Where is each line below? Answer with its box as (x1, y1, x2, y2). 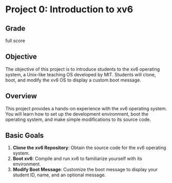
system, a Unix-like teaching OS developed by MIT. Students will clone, (5, 71, 156, 77)
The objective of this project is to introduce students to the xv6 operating (5, 66, 160, 72)
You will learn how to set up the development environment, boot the (5, 111, 149, 117)
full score (5, 37, 26, 44)
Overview (5, 92, 37, 100)
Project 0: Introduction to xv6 (5, 4, 133, 15)
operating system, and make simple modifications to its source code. (5, 116, 151, 123)
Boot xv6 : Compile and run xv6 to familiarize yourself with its (12, 155, 142, 162)
